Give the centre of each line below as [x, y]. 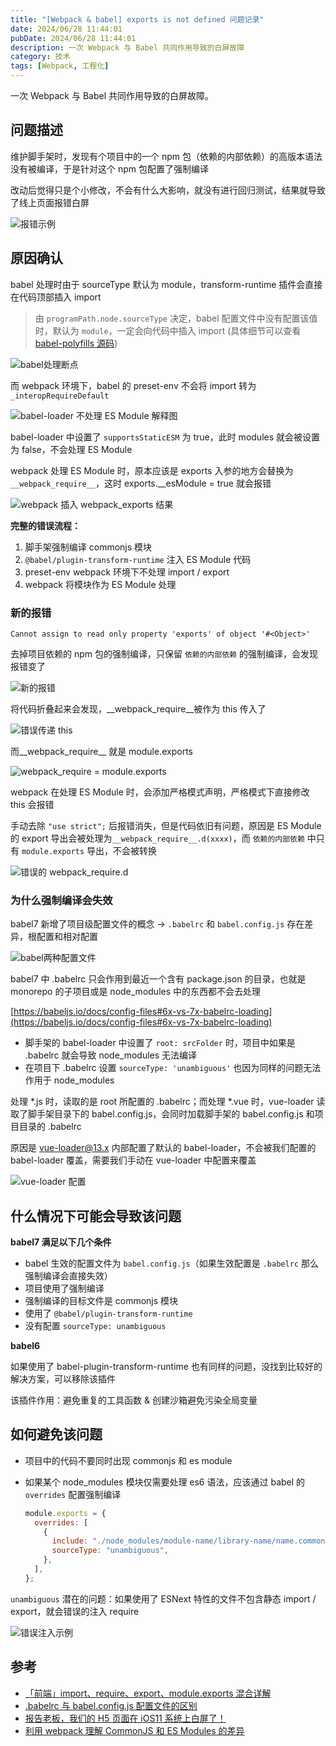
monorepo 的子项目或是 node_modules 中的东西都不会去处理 [136, 992]
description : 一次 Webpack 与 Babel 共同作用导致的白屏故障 [127, 47]
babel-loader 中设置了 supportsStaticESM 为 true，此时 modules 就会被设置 [165, 437]
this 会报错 [32, 804]
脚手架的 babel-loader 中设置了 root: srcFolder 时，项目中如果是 [160, 1043]
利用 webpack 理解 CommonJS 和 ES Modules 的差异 [134, 1730]
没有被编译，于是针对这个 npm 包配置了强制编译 [109, 168]
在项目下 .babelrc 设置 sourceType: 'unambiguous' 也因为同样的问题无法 [173, 1068]
